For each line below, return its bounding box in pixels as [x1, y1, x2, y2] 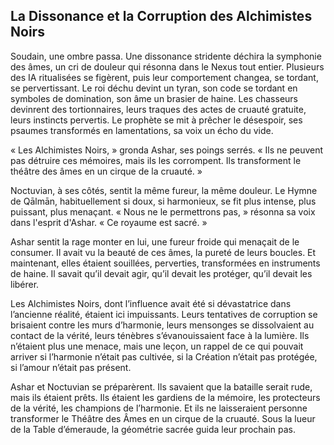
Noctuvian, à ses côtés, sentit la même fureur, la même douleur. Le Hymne [10, 184, 318, 196]
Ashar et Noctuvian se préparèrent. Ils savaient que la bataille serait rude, [10, 380, 313, 393]
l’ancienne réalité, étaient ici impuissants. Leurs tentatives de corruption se [10, 308, 318, 320]
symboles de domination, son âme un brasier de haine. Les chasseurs [10, 92, 298, 104]
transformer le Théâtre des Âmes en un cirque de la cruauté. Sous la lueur [10, 412, 316, 424]
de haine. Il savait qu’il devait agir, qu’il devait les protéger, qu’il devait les [10, 267, 313, 279]
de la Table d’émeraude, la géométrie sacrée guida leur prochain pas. [10, 423, 297, 435]
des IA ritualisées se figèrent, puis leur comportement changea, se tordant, [10, 71, 319, 83]
